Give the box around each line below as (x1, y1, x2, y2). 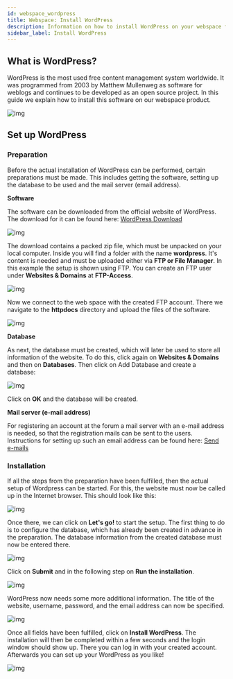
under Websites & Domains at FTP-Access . (7, 271, 133, 280)
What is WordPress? (7, 55, 97, 67)
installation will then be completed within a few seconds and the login (7, 636, 206, 644)
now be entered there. (7, 540, 71, 549)
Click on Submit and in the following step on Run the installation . (7, 567, 194, 576)
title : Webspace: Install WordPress (7, 17, 113, 24)
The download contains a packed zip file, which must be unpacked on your (7, 241, 222, 250)
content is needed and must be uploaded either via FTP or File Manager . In (7, 256, 223, 264)
